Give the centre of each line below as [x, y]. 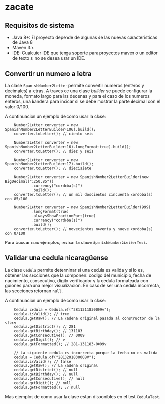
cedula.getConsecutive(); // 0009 [49, 335]
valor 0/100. [17, 106]
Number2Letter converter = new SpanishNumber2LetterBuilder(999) [82, 207]
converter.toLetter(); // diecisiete [53, 168]
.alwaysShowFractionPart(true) [64, 216]
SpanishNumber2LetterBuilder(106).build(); [50, 129]
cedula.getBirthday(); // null [46, 374]
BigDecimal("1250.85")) [30, 181]
